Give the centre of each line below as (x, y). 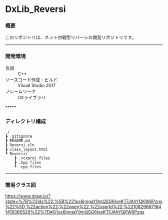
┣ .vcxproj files (32, 158)
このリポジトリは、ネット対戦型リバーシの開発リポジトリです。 (71, 37)
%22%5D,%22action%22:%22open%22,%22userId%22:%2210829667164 (83, 207)
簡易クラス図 (20, 185)
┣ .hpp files (28, 163)
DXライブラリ (32, 97)
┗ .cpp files (28, 167)
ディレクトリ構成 (25, 121)
